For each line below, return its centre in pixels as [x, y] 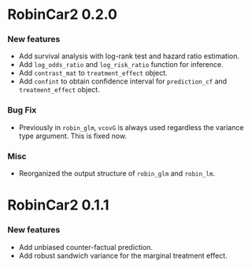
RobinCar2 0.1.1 [58, 205]
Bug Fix [22, 110]
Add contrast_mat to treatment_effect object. [93, 73]
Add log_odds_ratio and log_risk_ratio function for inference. [121, 65]
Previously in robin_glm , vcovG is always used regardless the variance [131, 127]
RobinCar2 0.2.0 [62, 15]
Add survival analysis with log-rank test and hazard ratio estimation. [129, 56]
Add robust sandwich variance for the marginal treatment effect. [123, 255]
